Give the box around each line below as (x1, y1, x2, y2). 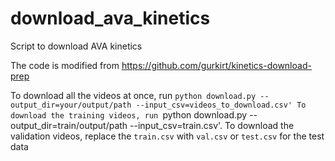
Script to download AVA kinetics (10, 40, 143, 52)
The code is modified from (10, 59, 120, 71)
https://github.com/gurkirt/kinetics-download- (121, 59, 312, 71)
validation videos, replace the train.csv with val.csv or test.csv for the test (10, 130, 325, 142)
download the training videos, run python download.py (10, 108, 248, 121)
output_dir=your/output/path (10, 100, 132, 110)
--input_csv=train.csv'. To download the (129, 119, 295, 131)
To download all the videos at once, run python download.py (10, 89, 257, 101)
